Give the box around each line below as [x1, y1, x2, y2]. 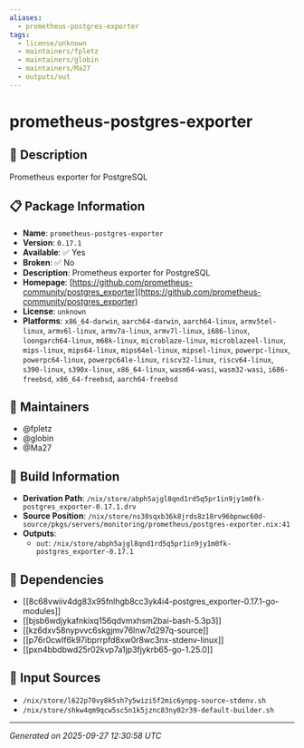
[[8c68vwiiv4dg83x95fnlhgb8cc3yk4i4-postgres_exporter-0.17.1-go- [22, 596, 280, 607]
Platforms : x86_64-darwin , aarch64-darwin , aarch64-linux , [22, 315, 239, 326]
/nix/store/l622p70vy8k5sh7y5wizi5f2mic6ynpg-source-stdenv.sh [22, 695, 267, 705]
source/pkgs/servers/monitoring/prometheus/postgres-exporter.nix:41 [22, 520, 291, 529]
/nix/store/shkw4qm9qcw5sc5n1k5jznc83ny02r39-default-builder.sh [22, 705, 274, 714]
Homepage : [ [22, 277, 73, 287]
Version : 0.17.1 [22, 237, 82, 248]
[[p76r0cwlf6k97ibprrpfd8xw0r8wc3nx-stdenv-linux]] [22, 635, 224, 645]
